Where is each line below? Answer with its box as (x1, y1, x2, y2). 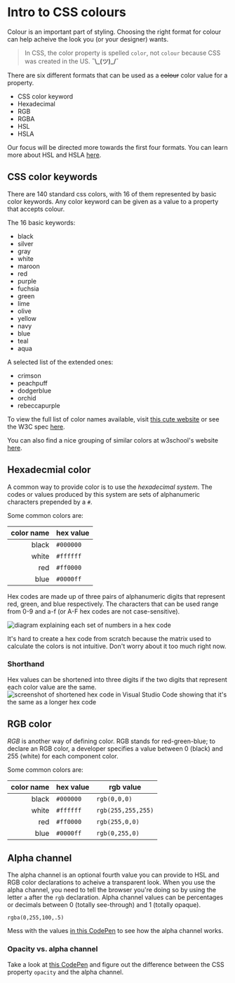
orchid (17, 393, 36, 402)
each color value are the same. (7, 683, 97, 691)
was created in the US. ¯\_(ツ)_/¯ (24, 57, 119, 65)
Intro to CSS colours (7, 4, 126, 20)
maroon (17, 262, 41, 270)
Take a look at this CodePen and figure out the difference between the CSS (7, 960, 224, 968)
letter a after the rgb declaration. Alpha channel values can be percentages (7, 893, 223, 901)
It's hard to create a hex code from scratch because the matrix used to (7, 634, 212, 642)
